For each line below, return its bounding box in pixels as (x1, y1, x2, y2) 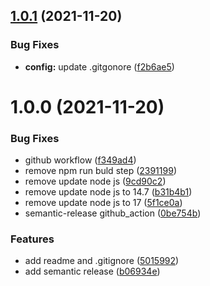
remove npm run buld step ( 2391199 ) (24, 165, 177, 177)
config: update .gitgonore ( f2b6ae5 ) (24, 60, 175, 73)
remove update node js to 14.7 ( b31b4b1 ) (24, 186, 193, 198)
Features (10, 232, 55, 246)
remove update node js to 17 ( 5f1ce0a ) (24, 197, 183, 209)
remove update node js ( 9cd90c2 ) (24, 175, 167, 188)
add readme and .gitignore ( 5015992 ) (24, 255, 180, 267)
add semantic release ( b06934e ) (24, 265, 161, 278)
